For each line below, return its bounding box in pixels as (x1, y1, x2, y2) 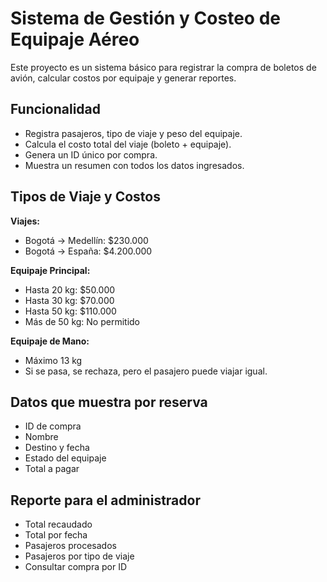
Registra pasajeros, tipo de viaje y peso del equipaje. (24, 127, 243, 139)
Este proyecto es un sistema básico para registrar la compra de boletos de (10, 61, 317, 73)
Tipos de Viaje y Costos (10, 188, 161, 206)
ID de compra (24, 420, 82, 432)
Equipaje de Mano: (10, 335, 90, 347)
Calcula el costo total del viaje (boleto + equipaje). (24, 138, 232, 150)
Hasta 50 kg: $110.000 (24, 305, 117, 317)
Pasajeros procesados (24, 540, 117, 552)
